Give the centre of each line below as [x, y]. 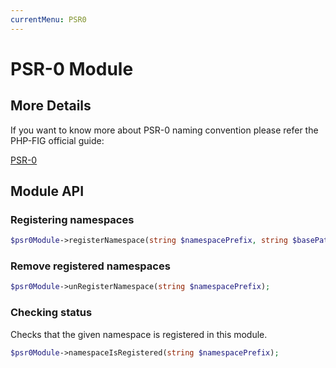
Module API [47, 191]
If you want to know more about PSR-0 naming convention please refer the [164, 130]
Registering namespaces [72, 219]
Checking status [51, 313]
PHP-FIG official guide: [57, 140]
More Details [51, 106]
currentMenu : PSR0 [48, 19]
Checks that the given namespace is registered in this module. [139, 334]
